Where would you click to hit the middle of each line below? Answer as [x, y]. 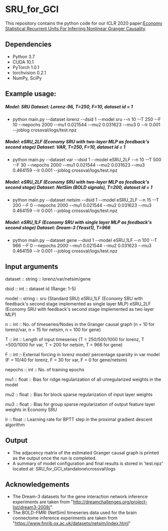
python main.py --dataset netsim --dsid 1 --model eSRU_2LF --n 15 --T [86, 200]
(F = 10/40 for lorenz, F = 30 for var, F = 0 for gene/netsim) [66, 360]
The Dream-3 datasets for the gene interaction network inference [80, 497]
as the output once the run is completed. [54, 458]
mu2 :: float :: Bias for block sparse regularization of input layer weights [79, 394]
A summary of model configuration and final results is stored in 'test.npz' [88, 463]
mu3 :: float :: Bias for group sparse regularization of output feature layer [80, 404]
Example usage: [31, 94]
